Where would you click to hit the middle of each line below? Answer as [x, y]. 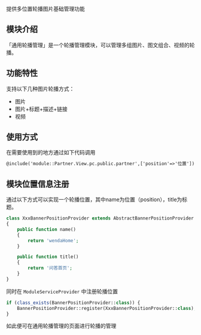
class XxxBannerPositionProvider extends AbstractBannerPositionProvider [100, 218]
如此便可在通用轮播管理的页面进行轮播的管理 [61, 326]
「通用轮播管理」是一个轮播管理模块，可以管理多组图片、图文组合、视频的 [98, 45]
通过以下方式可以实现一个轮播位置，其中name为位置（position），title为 [94, 200]
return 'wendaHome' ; [53, 240]
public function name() [47, 229]
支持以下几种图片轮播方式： [40, 89]
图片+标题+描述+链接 [41, 109]
